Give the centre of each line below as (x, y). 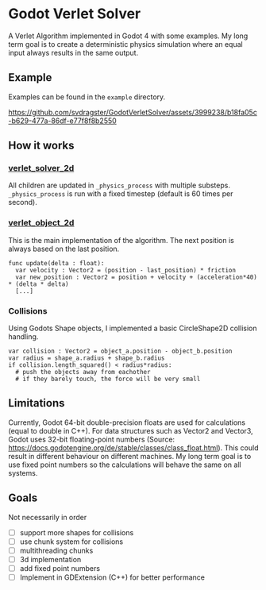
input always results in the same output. (73, 52)
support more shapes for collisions (77, 532)
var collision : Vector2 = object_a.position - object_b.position (120, 351)
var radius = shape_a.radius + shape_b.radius (87, 358)
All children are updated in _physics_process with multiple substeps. (119, 185)
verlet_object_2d (41, 223)
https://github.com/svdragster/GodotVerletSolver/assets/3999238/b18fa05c (133, 112)
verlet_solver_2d (41, 168)
